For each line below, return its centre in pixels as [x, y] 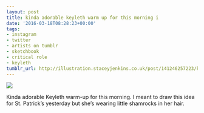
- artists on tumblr [32, 46]
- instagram [21, 35]
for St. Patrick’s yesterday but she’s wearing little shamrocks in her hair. [96, 103]
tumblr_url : [21, 68]
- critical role [27, 57]
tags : [13, 29]
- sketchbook [23, 52]
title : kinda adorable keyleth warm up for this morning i [83, 18]
